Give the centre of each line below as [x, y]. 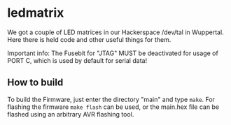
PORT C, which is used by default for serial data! [77, 60]
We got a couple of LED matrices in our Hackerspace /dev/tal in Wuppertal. [115, 32]
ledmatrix [36, 13]
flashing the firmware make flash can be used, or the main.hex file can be [113, 107]
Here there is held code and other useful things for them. [89, 39]
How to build [35, 83]
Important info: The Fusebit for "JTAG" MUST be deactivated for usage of [113, 53]
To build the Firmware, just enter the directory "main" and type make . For [111, 99]
